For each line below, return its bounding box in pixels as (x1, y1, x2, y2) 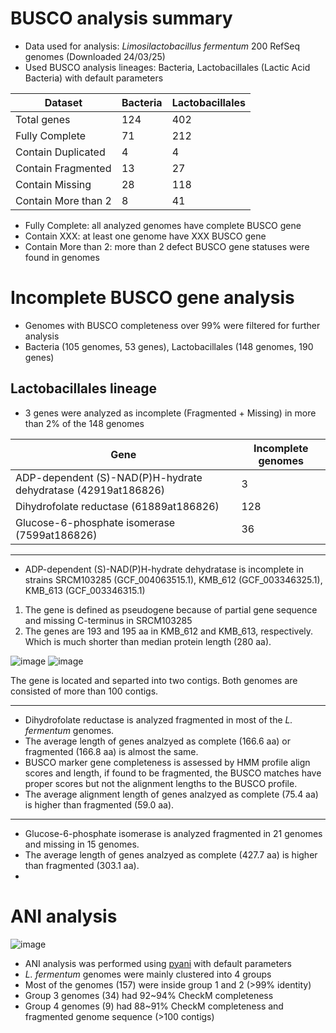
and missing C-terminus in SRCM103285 (24, 614, 193, 626)
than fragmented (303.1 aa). (24, 859, 140, 871)
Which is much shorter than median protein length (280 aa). (24, 635, 272, 647)
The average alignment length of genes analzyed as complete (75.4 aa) (24, 788, 319, 800)
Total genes (15, 112, 71, 126)
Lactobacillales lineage (10, 380, 158, 397)
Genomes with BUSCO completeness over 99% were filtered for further (24, 319, 321, 331)
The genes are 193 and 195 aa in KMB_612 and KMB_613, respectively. (24, 625, 314, 637)
